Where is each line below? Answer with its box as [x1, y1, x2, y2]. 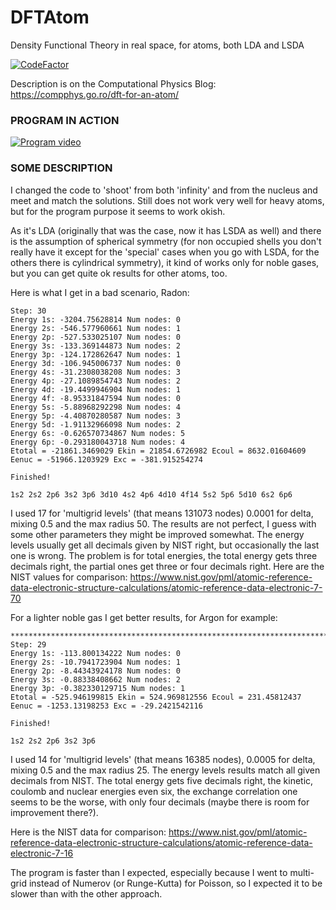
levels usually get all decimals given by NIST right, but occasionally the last [10, 539, 320, 551]
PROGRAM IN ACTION [10, 113, 120, 127]
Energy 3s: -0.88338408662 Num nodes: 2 [10, 674, 182, 685]
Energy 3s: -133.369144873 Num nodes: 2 [10, 341, 182, 351]
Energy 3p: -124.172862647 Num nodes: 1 [10, 349, 182, 360]
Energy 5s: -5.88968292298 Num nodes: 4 [10, 402, 182, 412]
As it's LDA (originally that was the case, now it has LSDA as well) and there [10, 224, 322, 236]
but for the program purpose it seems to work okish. [10, 205, 226, 217]
